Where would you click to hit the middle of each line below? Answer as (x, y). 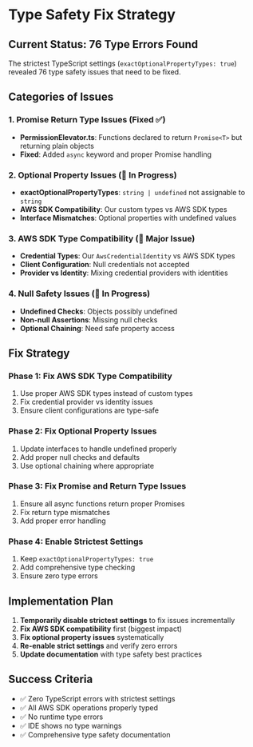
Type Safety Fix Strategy (92, 15)
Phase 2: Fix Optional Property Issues (83, 431)
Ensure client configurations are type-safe (89, 410)
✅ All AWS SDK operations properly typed (89, 707)
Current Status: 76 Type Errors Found (103, 44)
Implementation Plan (61, 601)
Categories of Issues (61, 97)
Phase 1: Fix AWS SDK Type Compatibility (91, 376)
